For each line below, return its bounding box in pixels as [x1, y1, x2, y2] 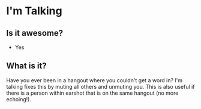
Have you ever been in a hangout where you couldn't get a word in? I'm [6, 76, 183, 84]
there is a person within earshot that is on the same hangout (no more [6, 89, 179, 96]
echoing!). [6, 95, 32, 102]
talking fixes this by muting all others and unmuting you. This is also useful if [6, 83, 195, 90]
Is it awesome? [6, 28, 64, 38]
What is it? [6, 61, 47, 71]
